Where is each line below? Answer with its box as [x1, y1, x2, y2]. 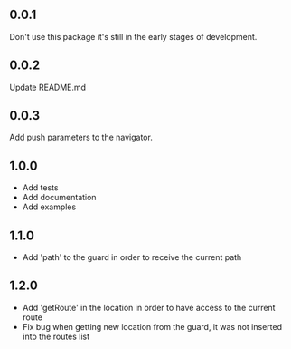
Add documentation [22, 192, 97, 203]
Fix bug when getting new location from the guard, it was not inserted [22, 321, 283, 332]
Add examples [22, 201, 77, 212]
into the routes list [22, 331, 90, 342]
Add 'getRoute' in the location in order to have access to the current [22, 302, 276, 313]
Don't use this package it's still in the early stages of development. [9, 31, 258, 42]
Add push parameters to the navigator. [9, 131, 154, 143]
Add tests [22, 182, 59, 193]
